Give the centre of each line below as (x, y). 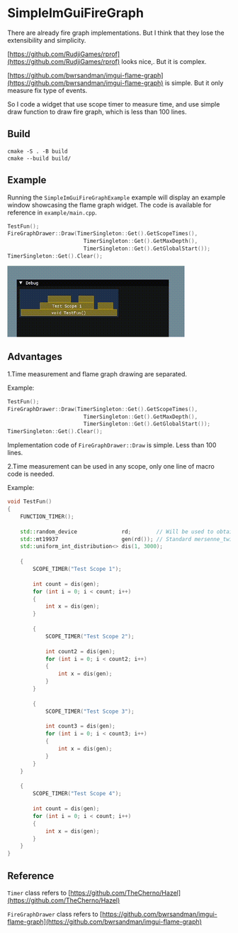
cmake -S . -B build (38, 151)
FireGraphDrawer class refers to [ (55, 914)
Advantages (35, 357)
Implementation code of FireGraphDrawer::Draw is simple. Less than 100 (112, 445)
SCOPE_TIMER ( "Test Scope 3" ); (90, 711)
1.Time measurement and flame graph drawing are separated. (97, 373)
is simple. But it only (194, 82)
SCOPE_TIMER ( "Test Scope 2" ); (90, 636)
